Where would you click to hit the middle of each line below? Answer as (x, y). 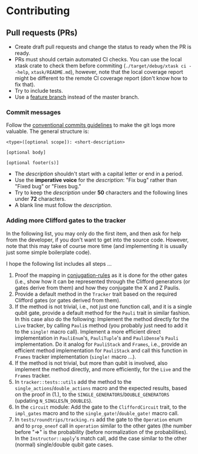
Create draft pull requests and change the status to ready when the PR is (103, 47)
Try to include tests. (39, 91)
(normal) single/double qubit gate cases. (64, 445)
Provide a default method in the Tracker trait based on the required (96, 294)
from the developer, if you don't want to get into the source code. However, (98, 240)
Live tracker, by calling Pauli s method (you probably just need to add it (101, 325)
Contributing (38, 11)
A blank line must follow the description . (63, 205)
